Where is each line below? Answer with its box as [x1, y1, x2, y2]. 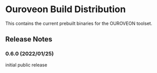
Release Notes [5, 35, 53, 44]
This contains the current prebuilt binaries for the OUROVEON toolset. [5, 20, 152, 26]
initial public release [5, 62, 48, 68]
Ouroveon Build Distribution [5, 4, 126, 15]
